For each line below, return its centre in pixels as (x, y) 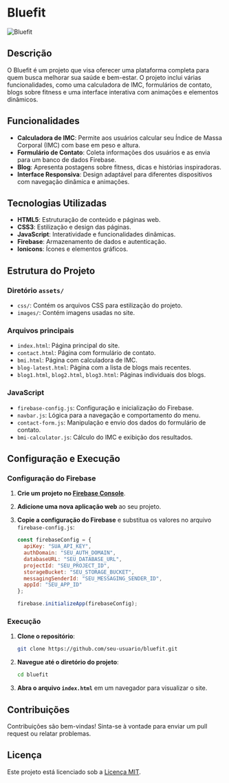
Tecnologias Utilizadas (57, 203)
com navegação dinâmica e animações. (73, 181)
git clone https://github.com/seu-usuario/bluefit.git (97, 649)
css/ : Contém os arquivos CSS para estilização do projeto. (100, 305)
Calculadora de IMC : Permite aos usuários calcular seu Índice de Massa (119, 138)
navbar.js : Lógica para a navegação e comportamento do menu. (109, 415)
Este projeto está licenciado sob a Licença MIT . (74, 772)
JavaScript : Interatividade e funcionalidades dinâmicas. (96, 234)
